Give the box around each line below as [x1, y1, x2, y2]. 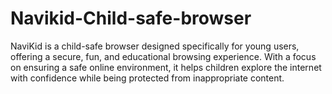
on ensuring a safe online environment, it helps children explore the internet [10, 61, 322, 73]
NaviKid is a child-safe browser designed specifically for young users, [10, 40, 300, 52]
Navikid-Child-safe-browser [10, 7, 252, 30]
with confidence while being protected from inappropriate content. [10, 72, 285, 84]
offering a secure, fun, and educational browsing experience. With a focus [10, 50, 317, 62]
